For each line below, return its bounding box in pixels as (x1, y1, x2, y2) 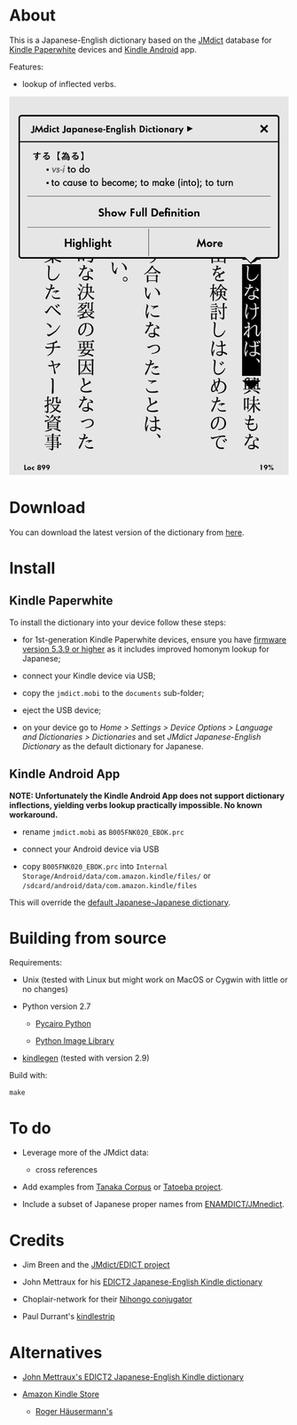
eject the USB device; (21, 704, 102, 716)
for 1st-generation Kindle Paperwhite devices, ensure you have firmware (21, 634, 286, 644)
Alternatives (9, 1342, 103, 1363)
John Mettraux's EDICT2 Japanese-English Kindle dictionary (21, 1372, 244, 1382)
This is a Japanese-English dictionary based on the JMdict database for (9, 35, 272, 45)
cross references (35, 1165, 98, 1175)
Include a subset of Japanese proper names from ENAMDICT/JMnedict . (21, 1199, 285, 1210)
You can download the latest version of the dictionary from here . (9, 526, 245, 538)
